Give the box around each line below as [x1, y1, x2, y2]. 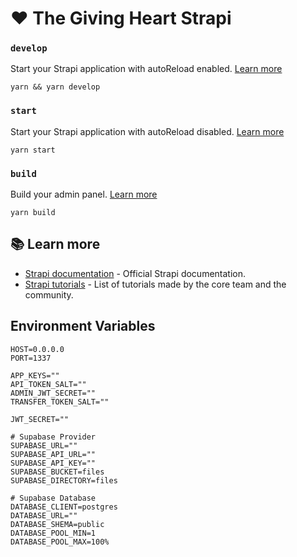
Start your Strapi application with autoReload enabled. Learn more [10, 63, 283, 75]
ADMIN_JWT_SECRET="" [10, 388, 97, 398]
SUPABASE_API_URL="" [10, 449, 97, 459]
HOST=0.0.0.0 [10, 344, 65, 354]
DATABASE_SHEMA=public [10, 519, 105, 529]
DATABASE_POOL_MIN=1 [10, 528, 97, 538]
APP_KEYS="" [10, 370, 60, 381]
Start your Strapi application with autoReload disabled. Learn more [10, 125, 285, 137]
